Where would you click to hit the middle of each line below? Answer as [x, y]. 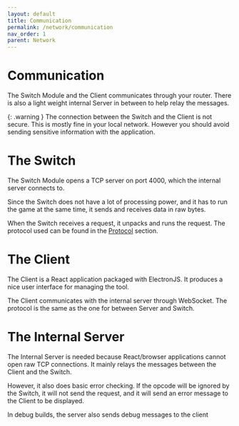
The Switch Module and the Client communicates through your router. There [119, 95]
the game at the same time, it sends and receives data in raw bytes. [107, 209]
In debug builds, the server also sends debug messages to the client [108, 415]
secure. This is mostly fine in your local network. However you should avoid [118, 125]
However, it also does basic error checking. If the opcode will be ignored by [118, 385]
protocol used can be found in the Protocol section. [83, 231]
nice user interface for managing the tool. [68, 286]
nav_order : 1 [27, 34]
